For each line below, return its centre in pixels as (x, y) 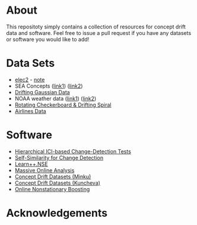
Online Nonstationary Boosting (52, 189)
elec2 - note (30, 79)
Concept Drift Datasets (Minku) (53, 176)
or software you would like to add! (48, 39)
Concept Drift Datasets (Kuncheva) (58, 183)
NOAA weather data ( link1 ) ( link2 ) (55, 98)
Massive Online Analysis (45, 170)
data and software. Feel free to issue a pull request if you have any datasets (99, 33)
